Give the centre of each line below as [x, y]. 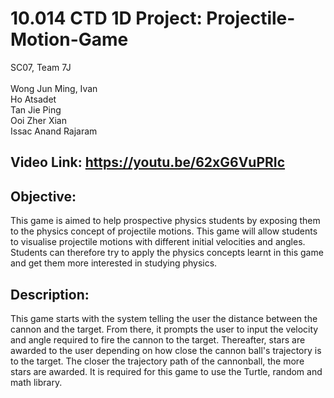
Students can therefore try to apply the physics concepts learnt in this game [167, 253]
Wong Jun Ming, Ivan [54, 88]
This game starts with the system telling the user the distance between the [164, 318]
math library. [36, 382]
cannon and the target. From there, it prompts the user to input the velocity [164, 329]
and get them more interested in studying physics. [114, 263]
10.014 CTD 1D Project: [106, 18]
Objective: [43, 196]
